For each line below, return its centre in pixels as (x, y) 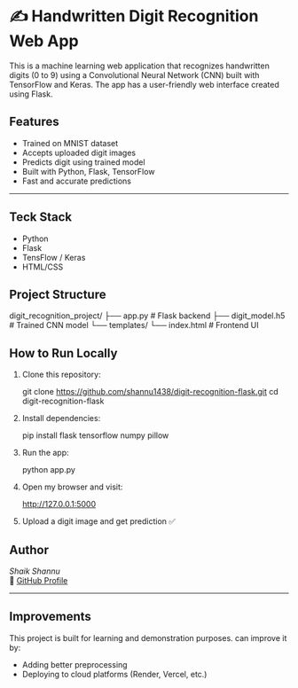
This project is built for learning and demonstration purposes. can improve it (148, 637)
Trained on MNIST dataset (70, 143)
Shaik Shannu (35, 571)
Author (29, 550)
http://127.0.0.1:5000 (59, 504)
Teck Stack (41, 217)
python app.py (48, 470)
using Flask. (31, 94)
